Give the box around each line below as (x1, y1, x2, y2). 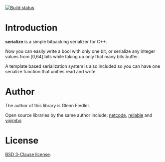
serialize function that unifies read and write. (5, 68, 97, 74)
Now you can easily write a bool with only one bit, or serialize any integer (5, 48, 156, 54)
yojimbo (5, 117, 22, 123)
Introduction (5, 22, 58, 33)
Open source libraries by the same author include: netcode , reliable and (5, 112, 153, 118)
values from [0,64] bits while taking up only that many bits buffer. (5, 53, 139, 59)
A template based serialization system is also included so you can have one (5, 63, 161, 69)
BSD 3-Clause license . (5, 151, 51, 157)
